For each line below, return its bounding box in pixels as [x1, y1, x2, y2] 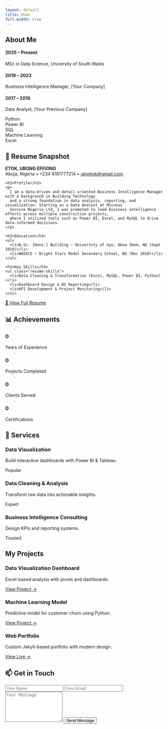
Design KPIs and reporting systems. [5, 525, 79, 531]
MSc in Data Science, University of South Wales [5, 61, 105, 67]
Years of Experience [5, 344, 47, 350]
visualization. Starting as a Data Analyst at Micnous [5, 203, 123, 208]
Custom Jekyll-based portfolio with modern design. [5, 644, 112, 650]
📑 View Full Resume [5, 300, 46, 306]
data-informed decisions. [5, 220, 59, 226]
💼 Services [5, 431, 40, 439]
